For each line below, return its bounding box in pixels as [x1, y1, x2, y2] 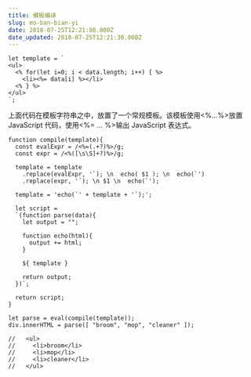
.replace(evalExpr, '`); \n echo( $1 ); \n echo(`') [22, 170, 206, 179]
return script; [15, 294, 65, 302]
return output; [22, 274, 72, 281]
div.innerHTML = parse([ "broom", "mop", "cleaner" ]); [8, 321, 195, 329]
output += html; [28, 239, 82, 247]
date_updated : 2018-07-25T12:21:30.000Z [8, 33, 143, 42]
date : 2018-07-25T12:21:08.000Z [8, 26, 114, 34]
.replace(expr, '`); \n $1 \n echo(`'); [22, 177, 159, 185]
